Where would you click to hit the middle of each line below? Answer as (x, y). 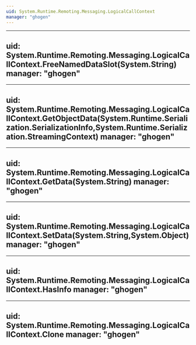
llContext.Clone (35, 334)
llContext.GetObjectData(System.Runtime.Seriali (97, 118)
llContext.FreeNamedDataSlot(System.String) (91, 64)
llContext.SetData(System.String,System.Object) (98, 235)
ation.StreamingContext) (52, 137)
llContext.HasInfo (39, 290)
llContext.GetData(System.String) (69, 182)
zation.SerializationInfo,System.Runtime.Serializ (97, 127)
